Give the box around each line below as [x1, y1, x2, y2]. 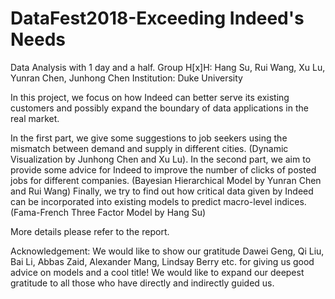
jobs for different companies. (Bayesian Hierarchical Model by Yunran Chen [10, 174, 322, 186]
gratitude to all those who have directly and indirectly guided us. [10, 277, 275, 289]
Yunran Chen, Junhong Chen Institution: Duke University [10, 72, 243, 84]
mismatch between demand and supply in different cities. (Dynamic [10, 142, 289, 154]
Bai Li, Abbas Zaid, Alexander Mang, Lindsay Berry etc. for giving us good [10, 255, 315, 267]
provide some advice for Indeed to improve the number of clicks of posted [10, 163, 317, 176]
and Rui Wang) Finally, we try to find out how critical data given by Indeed [10, 185, 314, 197]
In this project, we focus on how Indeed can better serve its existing [10, 91, 290, 103]
